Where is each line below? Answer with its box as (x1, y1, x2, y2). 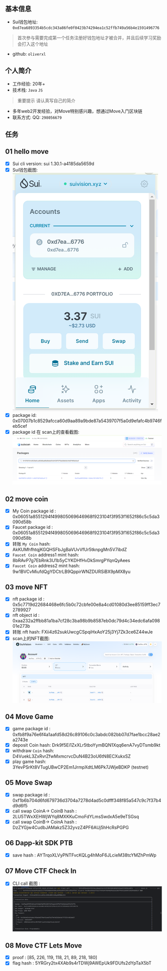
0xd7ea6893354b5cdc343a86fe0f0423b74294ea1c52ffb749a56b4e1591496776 (12, 25, 160, 30)
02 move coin (5, 494, 48, 503)
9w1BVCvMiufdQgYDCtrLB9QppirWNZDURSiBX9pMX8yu (12, 569, 131, 575)
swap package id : (12, 791, 50, 797)
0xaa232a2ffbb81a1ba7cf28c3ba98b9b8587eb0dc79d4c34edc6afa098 (12, 618, 161, 624)
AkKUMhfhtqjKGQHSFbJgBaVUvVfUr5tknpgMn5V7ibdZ (12, 547, 127, 553)
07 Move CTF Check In (5, 867, 77, 875)
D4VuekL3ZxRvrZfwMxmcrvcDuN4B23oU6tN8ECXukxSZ (12, 753, 131, 759)
